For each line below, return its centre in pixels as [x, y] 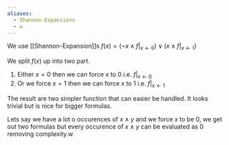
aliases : [20, 13]
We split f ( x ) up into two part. [49, 61]
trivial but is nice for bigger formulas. [60, 106]
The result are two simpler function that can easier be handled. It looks [108, 98]
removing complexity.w [40, 134]
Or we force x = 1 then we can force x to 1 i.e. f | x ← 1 [91, 84]
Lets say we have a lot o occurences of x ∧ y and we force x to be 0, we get [115, 119]
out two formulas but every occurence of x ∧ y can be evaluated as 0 [106, 126]
